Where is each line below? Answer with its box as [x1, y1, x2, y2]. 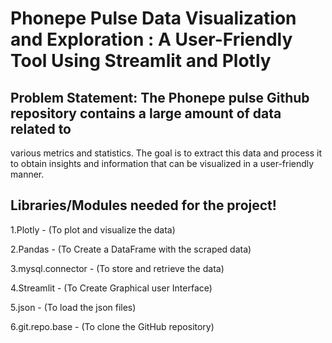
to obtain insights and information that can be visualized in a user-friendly [10, 158, 315, 169]
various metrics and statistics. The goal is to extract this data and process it [10, 147, 322, 159]
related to [10, 120, 72, 137]
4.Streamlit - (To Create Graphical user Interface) [10, 282, 213, 294]
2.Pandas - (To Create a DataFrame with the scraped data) [10, 243, 252, 255]
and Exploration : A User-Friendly [10, 28, 293, 51]
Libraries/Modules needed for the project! [10, 197, 277, 214]
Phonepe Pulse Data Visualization [10, 7, 297, 30]
